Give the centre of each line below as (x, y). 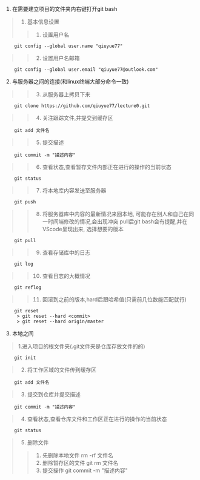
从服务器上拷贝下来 (66, 94)
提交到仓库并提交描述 (54, 394)
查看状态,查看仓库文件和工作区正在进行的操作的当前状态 (97, 419)
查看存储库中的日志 (66, 252)
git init (25, 358)
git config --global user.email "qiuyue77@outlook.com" (86, 70)
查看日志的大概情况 (66, 276)
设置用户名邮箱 (61, 58)
